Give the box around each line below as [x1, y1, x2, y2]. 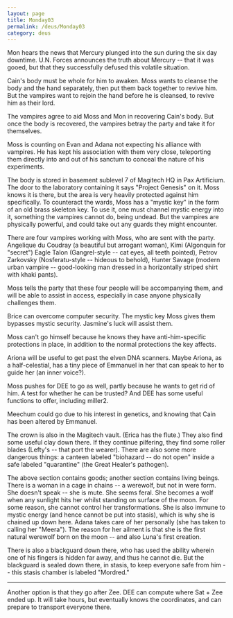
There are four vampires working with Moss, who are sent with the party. [7, 234, 216, 242]
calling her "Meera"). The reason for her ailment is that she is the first [7, 525, 206, 534]
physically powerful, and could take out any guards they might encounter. [7, 220, 218, 229]
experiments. [7, 162, 45, 171]
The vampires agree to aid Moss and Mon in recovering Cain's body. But [7, 112, 214, 121]
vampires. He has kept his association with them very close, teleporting [7, 148, 212, 156]
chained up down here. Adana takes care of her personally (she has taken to [7, 518, 226, 526]
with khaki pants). [7, 271, 58, 279]
